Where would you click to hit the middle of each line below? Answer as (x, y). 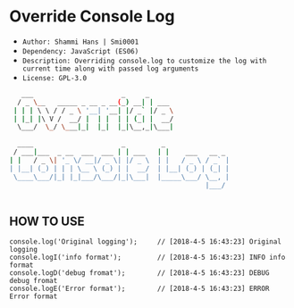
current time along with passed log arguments (110, 69)
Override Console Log (92, 17)
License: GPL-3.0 (55, 78)
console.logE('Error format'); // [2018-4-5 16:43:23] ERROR (139, 289)
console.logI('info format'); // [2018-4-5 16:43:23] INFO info (147, 258)
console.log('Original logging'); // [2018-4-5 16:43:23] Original (145, 242)
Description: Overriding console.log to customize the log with (144, 61)
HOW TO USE (47, 221)
